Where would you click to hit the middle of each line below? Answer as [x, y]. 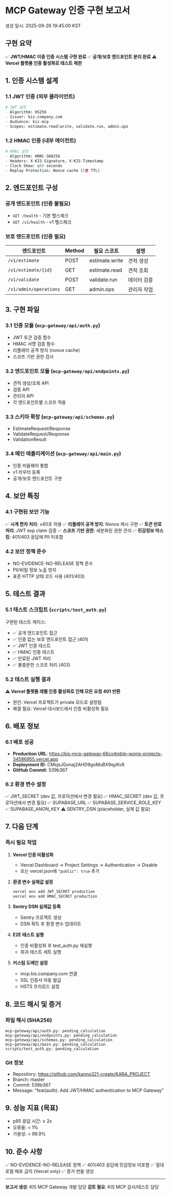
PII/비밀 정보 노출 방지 [35, 570]
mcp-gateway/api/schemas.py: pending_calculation [59, 1040]
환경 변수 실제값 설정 [33, 882]
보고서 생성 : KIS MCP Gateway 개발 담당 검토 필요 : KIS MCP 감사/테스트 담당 [82, 1187]
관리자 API [23, 396]
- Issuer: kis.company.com [34, 117]
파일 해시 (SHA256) [29, 1020]
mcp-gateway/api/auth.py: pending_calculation [55, 1031]
